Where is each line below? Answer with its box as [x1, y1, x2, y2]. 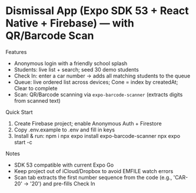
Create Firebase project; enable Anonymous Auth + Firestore [14, 120, 162, 127]
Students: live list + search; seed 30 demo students [14, 66, 139, 73]
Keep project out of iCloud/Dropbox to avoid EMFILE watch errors [14, 167, 174, 174]
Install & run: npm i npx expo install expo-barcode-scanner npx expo [14, 132, 181, 139]
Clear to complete [14, 84, 58, 92]
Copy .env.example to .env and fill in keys [14, 126, 115, 133]
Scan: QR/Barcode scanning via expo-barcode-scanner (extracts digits [14, 91, 183, 98]
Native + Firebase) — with [5, 16, 135, 30]
